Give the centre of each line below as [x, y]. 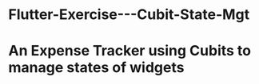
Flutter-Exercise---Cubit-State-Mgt [129, 15]
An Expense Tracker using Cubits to [130, 51]
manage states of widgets [96, 68]
